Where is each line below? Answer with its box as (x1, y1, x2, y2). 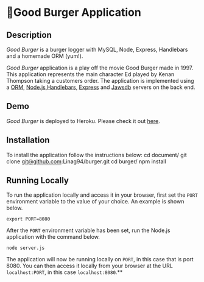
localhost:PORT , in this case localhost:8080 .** (6, 269, 123, 276)
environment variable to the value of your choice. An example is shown (6, 198, 185, 205)
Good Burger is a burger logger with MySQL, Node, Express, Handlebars (6, 46, 188, 53)
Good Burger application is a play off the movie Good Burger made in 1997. (6, 64, 194, 71)
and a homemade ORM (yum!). (6, 52, 83, 60)
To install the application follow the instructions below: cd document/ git (6, 151, 187, 158)
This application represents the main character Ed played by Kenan (6, 71, 175, 78)
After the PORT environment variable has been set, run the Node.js (6, 227, 171, 234)
